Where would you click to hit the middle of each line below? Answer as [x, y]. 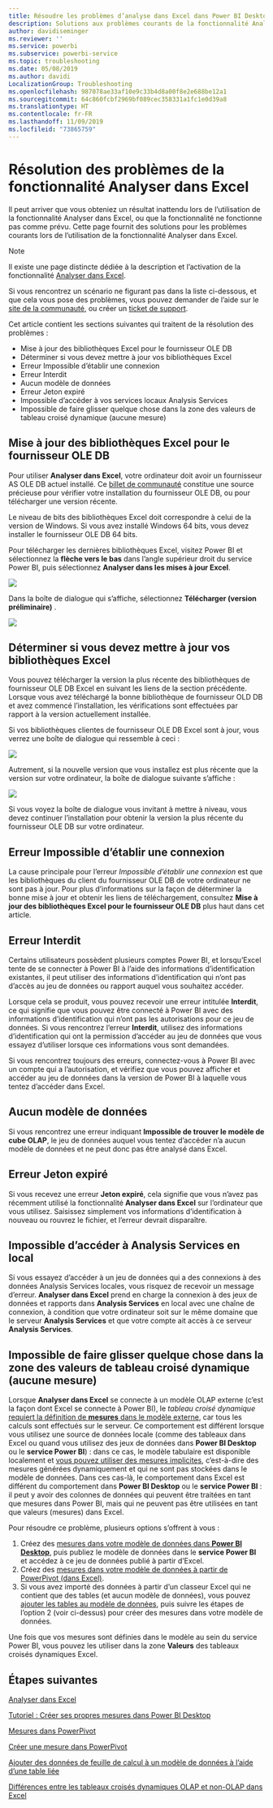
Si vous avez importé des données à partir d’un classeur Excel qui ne [136, 1587]
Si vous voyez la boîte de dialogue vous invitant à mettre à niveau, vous [128, 809]
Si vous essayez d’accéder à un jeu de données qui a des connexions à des [135, 1277]
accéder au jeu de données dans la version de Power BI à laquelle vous [128, 1077]
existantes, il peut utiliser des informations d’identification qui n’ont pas [127, 977]
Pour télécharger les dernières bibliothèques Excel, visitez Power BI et [126, 550]
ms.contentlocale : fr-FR [50, 115]
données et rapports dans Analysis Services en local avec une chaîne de [132, 1303]
